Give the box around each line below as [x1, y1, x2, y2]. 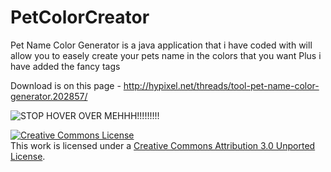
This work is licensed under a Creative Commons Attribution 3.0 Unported [10, 139, 316, 151]
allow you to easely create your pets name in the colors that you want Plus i [10, 49, 322, 61]
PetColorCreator [10, 6, 150, 29]
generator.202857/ [10, 90, 88, 102]
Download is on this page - [10, 79, 122, 91]
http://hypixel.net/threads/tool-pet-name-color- [123, 79, 320, 91]
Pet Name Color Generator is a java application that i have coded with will [10, 39, 313, 51]
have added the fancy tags [10, 60, 121, 72]
